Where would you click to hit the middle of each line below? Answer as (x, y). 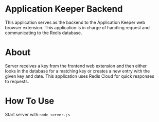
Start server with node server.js (38, 114)
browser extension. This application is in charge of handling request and (77, 27)
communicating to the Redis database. (44, 33)
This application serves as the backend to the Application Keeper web (75, 22)
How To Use (30, 101)
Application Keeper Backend (64, 9)
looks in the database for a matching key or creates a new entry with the (78, 71)
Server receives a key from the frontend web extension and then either (76, 66)
